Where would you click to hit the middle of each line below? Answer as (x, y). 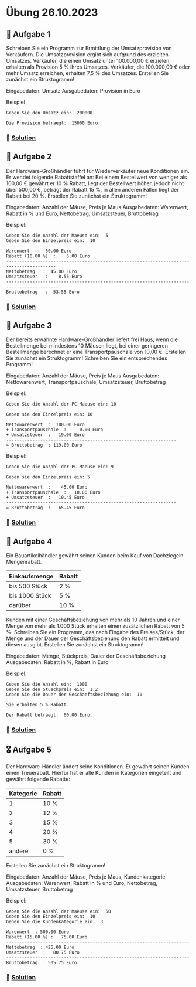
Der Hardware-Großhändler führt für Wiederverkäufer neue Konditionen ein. (98, 171)
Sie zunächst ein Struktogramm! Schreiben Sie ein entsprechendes (87, 358)
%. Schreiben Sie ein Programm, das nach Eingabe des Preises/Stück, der (95, 632)
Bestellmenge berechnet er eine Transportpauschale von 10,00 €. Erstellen (96, 352)
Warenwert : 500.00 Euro (37, 932)
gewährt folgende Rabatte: (38, 779)
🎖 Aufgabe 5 (29, 749)
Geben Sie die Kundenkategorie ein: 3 (55, 921)
